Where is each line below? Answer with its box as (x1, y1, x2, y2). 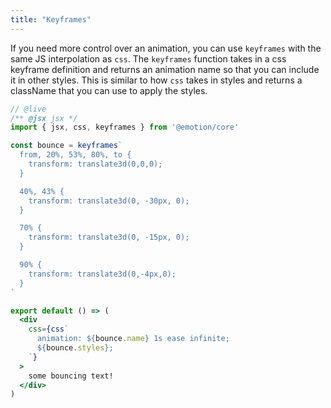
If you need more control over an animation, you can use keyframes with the (10, 42, 322, 54)
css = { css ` (28, 324, 70, 335)
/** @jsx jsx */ (10, 113, 78, 123)
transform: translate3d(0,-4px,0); (28, 269, 177, 279)
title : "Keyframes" (10, 14, 92, 25)
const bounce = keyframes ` (10, 141, 123, 151)
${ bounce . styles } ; (36, 343, 114, 353)
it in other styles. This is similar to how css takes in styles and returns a (10, 74, 303, 86)
